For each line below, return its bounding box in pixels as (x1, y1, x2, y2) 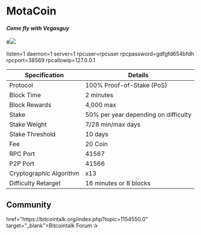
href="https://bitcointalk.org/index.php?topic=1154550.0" (6, 216, 149, 223)
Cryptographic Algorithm (9, 169, 79, 178)
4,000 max (85, 101, 116, 109)
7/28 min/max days (85, 121, 141, 129)
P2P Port (9, 160, 35, 168)
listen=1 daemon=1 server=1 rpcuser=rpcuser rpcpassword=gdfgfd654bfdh (6, 50, 194, 58)
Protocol (9, 81, 33, 90)
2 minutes (85, 91, 114, 99)
